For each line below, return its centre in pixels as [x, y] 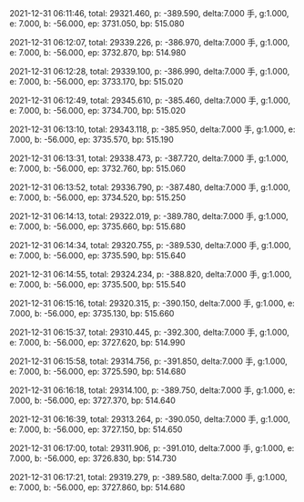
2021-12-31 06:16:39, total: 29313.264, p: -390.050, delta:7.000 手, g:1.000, [150, 419]
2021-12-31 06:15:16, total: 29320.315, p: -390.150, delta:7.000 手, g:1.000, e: [152, 303]
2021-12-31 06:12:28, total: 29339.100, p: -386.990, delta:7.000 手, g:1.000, [150, 71]
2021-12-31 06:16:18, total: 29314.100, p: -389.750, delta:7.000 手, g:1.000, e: [152, 390]
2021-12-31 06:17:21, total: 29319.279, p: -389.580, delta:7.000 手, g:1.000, [149, 477]
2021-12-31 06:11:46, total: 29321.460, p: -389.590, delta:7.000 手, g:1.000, [149, 13]
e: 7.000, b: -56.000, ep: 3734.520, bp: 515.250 [98, 197]
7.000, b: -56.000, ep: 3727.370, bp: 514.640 [92, 400]
